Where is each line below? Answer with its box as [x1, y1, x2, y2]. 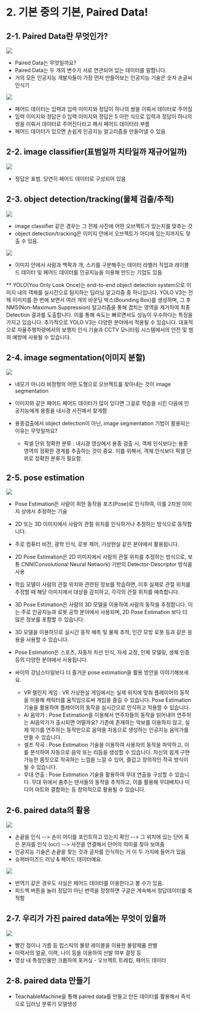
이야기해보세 [159, 669, 189, 676]
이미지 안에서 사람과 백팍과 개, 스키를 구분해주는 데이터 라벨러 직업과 [14, 261, 173, 268]
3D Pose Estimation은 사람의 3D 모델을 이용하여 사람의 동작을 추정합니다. [14, 601, 187, 609]
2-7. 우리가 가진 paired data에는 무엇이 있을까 [6, 913, 166, 924]
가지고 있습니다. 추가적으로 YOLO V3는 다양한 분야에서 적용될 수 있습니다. [6, 319, 178, 326]
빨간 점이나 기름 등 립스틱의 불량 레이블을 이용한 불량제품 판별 [14, 941, 157, 949]
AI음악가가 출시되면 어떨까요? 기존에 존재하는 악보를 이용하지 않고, [30, 719, 184, 726]
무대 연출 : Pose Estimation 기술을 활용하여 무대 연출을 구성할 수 [23, 771, 173, 779]
